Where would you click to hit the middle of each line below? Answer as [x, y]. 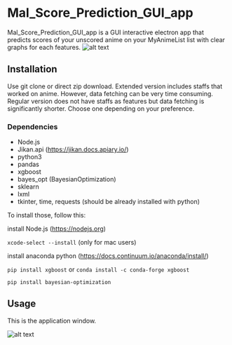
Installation [32, 69]
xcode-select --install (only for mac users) [72, 243]
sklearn [28, 187]
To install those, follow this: [47, 215]
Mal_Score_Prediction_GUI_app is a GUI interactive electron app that [106, 32]
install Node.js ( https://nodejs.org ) [57, 229]
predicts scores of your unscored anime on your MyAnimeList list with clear [116, 39]
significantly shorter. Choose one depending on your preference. [101, 108]
